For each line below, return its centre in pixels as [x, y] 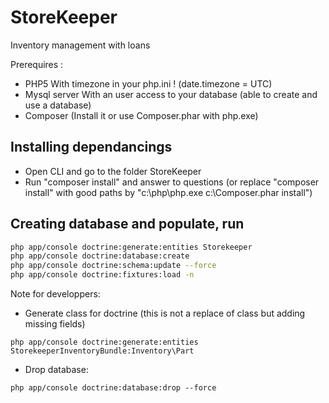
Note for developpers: [55, 294]
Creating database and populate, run [127, 224]
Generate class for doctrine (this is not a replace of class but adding [165, 313]
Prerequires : [37, 64]
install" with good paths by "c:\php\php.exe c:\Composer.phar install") [168, 192]
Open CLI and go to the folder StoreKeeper [113, 171]
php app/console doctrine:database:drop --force [113, 388]
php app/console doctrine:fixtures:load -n [102, 275]
